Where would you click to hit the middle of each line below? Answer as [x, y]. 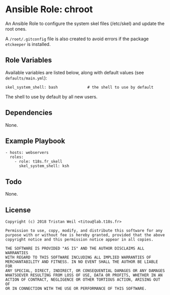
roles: [17, 157]
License [18, 210]
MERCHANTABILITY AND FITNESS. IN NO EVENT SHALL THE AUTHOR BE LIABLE [82, 262]
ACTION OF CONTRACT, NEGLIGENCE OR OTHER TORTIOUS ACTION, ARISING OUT [83, 280]
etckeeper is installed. [28, 44]
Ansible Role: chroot [49, 9]
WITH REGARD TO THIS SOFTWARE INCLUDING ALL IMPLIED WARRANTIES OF [78, 257]
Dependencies [29, 113]
